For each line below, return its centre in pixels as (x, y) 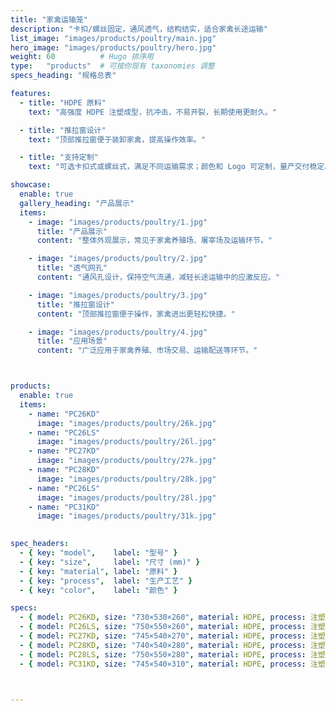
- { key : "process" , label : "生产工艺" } (106, 581)
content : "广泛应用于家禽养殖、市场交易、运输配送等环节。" (147, 351)
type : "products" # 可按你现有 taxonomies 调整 (112, 66)
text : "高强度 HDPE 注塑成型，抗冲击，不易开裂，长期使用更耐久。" (153, 112)
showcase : (31, 185)
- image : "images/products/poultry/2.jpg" (118, 259)
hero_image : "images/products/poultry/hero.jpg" (113, 47)
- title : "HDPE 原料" (63, 102)
